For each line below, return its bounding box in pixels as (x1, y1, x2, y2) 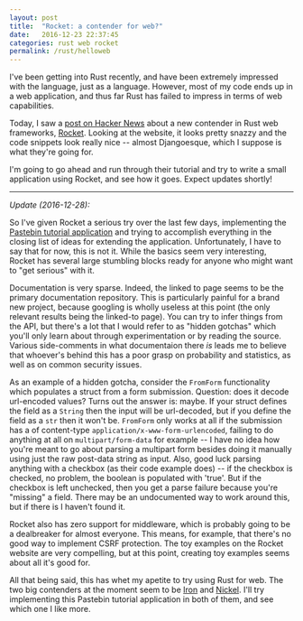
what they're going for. (9, 146, 94, 158)
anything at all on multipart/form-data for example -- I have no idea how (9, 434, 280, 445)
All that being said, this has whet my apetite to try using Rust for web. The (9, 575, 284, 586)
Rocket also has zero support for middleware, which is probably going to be (9, 519, 291, 530)
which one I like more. (9, 604, 91, 615)
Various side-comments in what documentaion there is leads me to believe (9, 340, 287, 351)
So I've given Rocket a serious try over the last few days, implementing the (9, 218, 287, 228)
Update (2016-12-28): (9, 199, 90, 210)
